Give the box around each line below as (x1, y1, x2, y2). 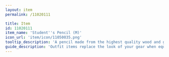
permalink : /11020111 (5, 12, 51, 17)
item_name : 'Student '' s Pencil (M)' (5, 30, 82, 35)
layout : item (5, 7, 33, 12)
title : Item (5, 21, 30, 26)
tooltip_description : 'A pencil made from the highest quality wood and (5, 39, 161, 45)
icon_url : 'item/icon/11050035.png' (5, 35, 82, 40)
